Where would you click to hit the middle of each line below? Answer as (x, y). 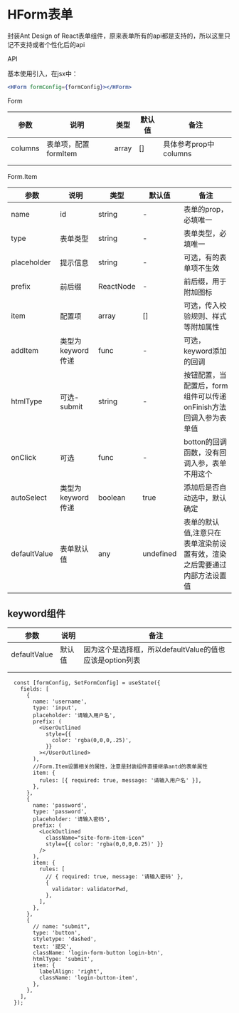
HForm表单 (40, 15)
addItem (25, 350)
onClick (24, 457)
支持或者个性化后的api (52, 44)
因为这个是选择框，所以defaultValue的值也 (154, 649)
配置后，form (206, 386)
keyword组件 (37, 614)
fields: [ (35, 689)
